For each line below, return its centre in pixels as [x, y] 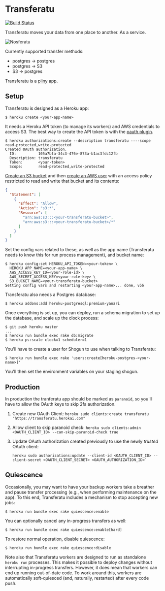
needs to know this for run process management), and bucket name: [75, 255]
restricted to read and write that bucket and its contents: [62, 181]
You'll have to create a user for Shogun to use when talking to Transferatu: [81, 349]
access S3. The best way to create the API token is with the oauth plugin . [79, 131]
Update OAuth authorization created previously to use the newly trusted [85, 441]
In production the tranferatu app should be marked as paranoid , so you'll [79, 399]
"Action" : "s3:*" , [37, 208]
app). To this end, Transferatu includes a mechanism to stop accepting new [82, 497]
